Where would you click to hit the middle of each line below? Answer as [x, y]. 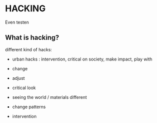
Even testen [17, 22]
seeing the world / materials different [50, 97]
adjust [18, 78]
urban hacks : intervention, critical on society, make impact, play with [82, 59]
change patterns [29, 107]
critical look [24, 88]
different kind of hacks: [29, 49]
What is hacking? [32, 38]
